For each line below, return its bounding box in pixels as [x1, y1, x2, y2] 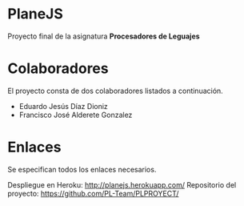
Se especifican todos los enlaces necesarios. [7, 164, 157, 174]
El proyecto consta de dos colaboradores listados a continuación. [7, 86, 223, 95]
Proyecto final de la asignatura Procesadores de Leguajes [7, 31, 201, 41]
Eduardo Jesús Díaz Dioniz [18, 101, 109, 111]
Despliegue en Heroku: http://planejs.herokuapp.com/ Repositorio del [7, 180, 237, 189]
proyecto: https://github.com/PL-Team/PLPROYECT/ [7, 188, 179, 198]
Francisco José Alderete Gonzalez [18, 110, 133, 119]
